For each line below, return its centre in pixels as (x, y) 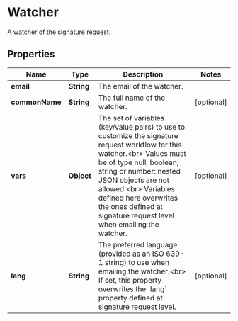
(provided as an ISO (131, 254)
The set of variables (131, 118)
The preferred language (138, 244)
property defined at (130, 298)
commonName (36, 102)
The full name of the (132, 98)
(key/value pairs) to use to (142, 127)
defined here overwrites (138, 198)
